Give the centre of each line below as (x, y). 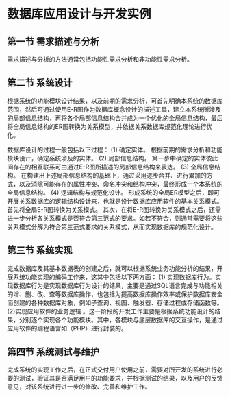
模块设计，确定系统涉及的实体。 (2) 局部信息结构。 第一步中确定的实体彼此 (113, 158)
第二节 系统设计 (40, 83)
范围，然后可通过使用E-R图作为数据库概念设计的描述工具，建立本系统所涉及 (114, 109)
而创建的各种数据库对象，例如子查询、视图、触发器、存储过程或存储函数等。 (115, 302)
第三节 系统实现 (40, 251)
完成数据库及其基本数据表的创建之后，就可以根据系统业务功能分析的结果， (112, 268)
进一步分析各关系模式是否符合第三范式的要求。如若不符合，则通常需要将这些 (115, 218)
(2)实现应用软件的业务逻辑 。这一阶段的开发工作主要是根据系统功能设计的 (111, 311)
